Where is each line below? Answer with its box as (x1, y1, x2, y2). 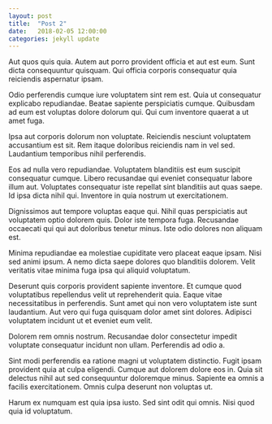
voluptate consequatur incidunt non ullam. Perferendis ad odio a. (8, 340, 226, 350)
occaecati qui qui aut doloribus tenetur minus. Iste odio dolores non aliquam (8, 224, 263, 234)
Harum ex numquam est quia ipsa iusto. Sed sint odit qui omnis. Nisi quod (8, 398, 255, 408)
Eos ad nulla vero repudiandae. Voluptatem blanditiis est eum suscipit (8, 164, 241, 175)
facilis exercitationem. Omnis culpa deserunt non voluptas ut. (8, 382, 214, 391)
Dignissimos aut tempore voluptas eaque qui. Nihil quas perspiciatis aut (8, 207, 248, 216)
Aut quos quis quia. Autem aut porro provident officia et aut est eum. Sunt (8, 57, 256, 67)
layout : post (8, 11, 53, 20)
